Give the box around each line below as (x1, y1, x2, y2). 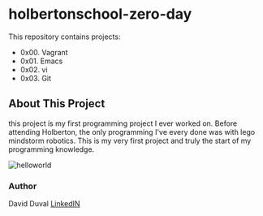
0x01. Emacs (19, 56, 63, 66)
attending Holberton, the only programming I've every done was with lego (8, 127, 256, 136)
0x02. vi (19, 64, 48, 74)
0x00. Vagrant (19, 47, 68, 57)
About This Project (8, 97, 106, 110)
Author (8, 180, 37, 192)
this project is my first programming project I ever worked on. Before (8, 119, 238, 128)
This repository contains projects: (8, 32, 121, 41)
